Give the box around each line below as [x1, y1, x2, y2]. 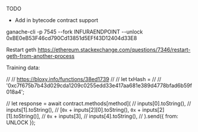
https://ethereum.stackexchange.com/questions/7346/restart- [38, 46, 191, 53]
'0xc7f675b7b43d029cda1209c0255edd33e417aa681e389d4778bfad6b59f [6, 82, 193, 89]
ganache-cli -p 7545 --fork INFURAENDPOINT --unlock [6, 28, 143, 35]
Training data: [6, 64, 41, 71]
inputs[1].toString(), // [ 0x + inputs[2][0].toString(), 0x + [6, 106, 141, 113]
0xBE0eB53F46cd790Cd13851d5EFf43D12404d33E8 [6, 35, 137, 41]
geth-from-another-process [6, 53, 75, 59]
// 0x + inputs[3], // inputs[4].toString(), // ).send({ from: [41, 113, 179, 119]
